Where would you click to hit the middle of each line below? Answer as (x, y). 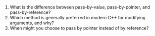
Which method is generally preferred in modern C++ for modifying (77, 18)
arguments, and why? (32, 23)
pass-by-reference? (30, 12)
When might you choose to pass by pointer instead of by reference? (79, 28)
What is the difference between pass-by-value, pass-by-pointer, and (80, 7)
